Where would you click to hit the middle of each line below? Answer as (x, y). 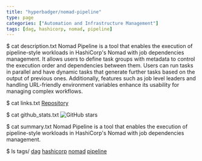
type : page (20, 18)
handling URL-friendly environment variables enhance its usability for (93, 85)
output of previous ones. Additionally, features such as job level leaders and (101, 78)
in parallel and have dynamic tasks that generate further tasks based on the (101, 72)
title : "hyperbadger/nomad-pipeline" (54, 12)
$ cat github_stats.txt (33, 115)
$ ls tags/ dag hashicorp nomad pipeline (57, 151)
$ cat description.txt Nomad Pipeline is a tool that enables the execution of (99, 46)
